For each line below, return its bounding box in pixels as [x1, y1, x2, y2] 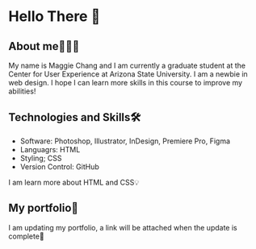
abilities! [8, 86, 36, 96]
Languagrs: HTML [19, 144, 81, 154]
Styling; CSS [19, 153, 62, 163]
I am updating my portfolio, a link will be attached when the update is [8, 222, 237, 232]
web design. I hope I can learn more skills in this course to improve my [8, 78, 243, 87]
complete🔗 [8, 231, 44, 241]
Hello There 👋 [8, 7, 101, 26]
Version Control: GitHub [19, 161, 99, 172]
